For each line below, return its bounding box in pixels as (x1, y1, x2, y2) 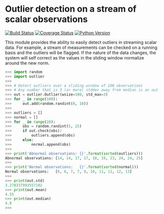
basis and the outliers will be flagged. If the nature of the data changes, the (5, 50, 156, 56)
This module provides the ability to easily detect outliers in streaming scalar (5, 39, 157, 45)
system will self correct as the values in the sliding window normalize (5, 55, 144, 60)
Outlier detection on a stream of (5, 3, 137, 15)
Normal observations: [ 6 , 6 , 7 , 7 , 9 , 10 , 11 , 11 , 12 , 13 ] (5, 169, 132, 174)
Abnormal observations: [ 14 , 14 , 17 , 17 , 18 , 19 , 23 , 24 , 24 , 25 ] (5, 156, 143, 160)
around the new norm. (5, 60, 50, 66)
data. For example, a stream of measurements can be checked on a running (5, 44, 158, 50)
